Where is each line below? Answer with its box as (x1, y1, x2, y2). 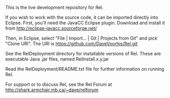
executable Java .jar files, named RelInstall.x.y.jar (5, 56, 109, 62)
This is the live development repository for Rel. (5, 5, 103, 10)
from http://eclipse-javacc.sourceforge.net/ (5, 25, 97, 31)
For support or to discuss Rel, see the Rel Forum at (5, 82, 112, 87)
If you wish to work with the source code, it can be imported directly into (5, 14, 159, 20)
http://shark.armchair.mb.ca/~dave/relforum (5, 87, 99, 93)
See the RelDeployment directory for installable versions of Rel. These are (5, 51, 161, 56)
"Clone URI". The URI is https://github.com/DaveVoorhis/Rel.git (5, 41, 138, 47)
